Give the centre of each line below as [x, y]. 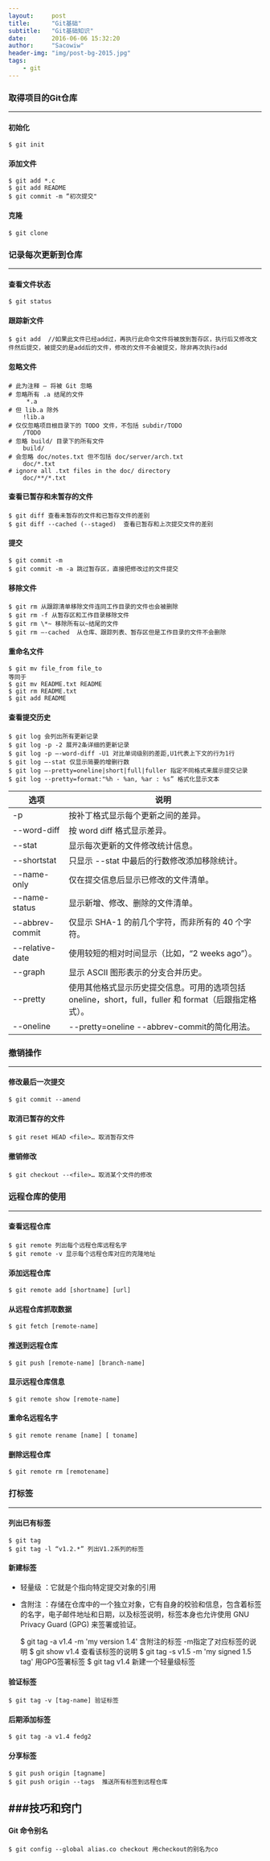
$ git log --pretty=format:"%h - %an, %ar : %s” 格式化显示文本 [114, 779]
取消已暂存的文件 [37, 1118]
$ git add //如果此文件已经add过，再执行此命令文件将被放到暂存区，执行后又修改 [130, 340]
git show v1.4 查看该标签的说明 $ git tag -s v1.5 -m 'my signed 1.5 [143, 1651]
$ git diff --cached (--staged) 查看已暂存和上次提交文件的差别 [111, 524]
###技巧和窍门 [45, 1808]
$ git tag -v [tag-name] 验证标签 [63, 1701]
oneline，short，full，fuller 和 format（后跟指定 [159, 999]
